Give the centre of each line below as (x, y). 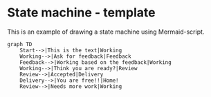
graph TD (20, 44)
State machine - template (81, 13)
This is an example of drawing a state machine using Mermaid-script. (106, 32)
